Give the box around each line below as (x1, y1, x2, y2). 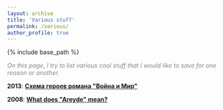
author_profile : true (7, 29, 69, 36)
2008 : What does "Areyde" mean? (7, 96, 108, 104)
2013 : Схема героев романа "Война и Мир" (7, 82, 138, 90)
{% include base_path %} (7, 48, 80, 56)
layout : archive (7, 10, 54, 17)
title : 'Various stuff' (7, 16, 75, 23)
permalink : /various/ (7, 23, 69, 30)
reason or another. (7, 69, 60, 77)
